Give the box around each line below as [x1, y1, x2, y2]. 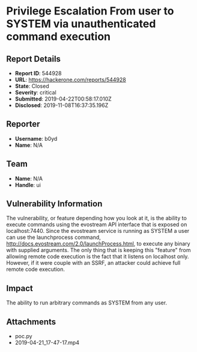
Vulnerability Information [6, 199, 103, 209]
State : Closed [14, 82, 49, 90]
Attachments [6, 316, 56, 327]
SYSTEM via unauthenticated [6, 17, 156, 31]
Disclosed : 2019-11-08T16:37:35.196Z [14, 102, 109, 109]
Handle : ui [14, 181, 41, 188]
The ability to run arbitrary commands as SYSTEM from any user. [6, 299, 167, 306]
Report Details [6, 54, 61, 64]
